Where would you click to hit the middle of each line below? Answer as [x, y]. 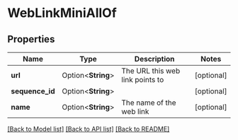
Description [154, 59]
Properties [31, 39]
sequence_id [33, 91]
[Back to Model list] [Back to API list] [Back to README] [89, 129]
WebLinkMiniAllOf [62, 13]
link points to [143, 80]
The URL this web [151, 71]
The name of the [149, 103]
